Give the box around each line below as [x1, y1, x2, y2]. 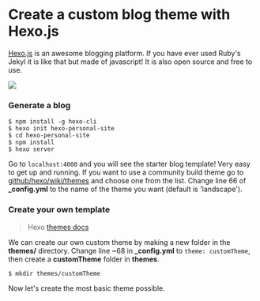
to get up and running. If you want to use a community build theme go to [8, 167, 244, 177]
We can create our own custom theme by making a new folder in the [8, 237, 231, 246]
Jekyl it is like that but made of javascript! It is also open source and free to [8, 57, 253, 66]
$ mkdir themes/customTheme [8, 269, 101, 277]
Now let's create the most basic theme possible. [8, 283, 165, 293]
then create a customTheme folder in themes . [8, 254, 160, 264]
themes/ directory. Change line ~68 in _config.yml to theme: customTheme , [8, 246, 251, 255]
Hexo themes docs [27, 222, 89, 231]
